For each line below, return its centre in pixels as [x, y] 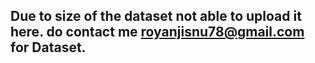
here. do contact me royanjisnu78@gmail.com [157, 32]
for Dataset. [48, 47]
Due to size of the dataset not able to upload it [156, 16]
